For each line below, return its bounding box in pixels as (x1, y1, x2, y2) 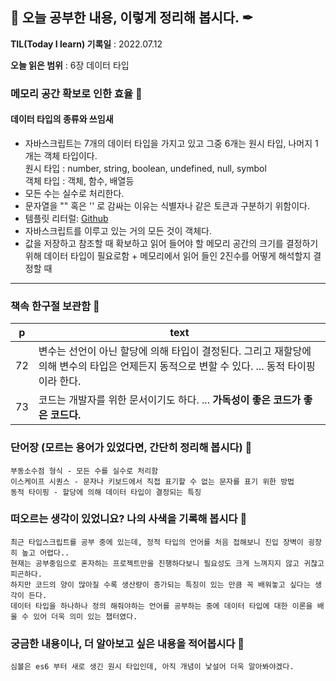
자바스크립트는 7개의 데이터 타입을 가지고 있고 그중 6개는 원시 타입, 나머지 (24, 137, 313, 149)
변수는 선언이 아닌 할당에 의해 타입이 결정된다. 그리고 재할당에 (38, 344, 312, 358)
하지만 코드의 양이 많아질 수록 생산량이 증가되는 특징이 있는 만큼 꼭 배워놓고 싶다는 (10, 579, 311, 590)
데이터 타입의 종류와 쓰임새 (10, 113, 114, 125)
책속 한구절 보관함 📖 (10, 299, 100, 313)
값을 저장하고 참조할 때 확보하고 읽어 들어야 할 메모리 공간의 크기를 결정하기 (24, 237, 319, 249)
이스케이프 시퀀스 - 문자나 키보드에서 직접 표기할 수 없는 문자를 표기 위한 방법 (10, 476, 295, 487)
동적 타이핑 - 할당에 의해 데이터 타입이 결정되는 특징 (10, 487, 202, 497)
